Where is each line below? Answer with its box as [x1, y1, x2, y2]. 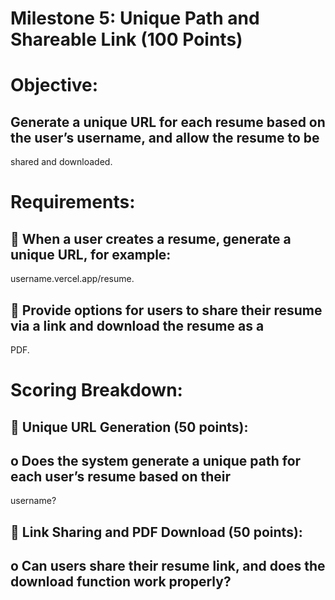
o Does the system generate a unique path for [10, 452, 302, 469]
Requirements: [10, 191, 136, 214]
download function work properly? [10, 573, 232, 591]
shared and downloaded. [10, 156, 113, 168]
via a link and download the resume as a [10, 317, 265, 334]
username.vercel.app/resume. [10, 273, 135, 285]
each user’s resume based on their [10, 468, 231, 485]
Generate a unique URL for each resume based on [10, 113, 326, 131]
